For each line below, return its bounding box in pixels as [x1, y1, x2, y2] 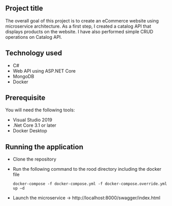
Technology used [5, 49, 63, 58]
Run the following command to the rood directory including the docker [12, 166, 162, 172]
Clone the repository [12, 156, 56, 163]
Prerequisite [5, 94, 46, 102]
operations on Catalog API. [5, 34, 63, 40]
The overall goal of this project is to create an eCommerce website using [5, 17, 159, 24]
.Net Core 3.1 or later [12, 122, 56, 128]
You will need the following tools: [5, 107, 75, 113]
